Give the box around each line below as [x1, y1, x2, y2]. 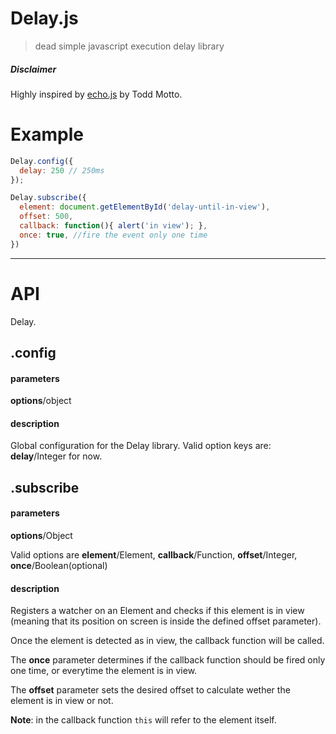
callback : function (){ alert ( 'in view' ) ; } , [19, 221, 208, 231]
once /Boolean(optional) [10, 560, 108, 572]
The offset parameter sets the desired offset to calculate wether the [10, 684, 291, 696]
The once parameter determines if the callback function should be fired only [10, 654, 326, 666]
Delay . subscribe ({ [10, 193, 87, 203]
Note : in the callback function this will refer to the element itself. [10, 714, 277, 726]
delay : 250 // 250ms [19, 165, 105, 176]
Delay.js [10, 7, 79, 30]
